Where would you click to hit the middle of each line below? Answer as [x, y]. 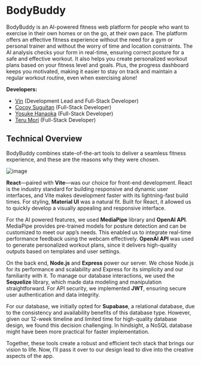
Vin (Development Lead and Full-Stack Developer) [77, 101]
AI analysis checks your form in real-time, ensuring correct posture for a [95, 52]
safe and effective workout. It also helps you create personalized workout [97, 59]
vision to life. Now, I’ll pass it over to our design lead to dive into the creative [100, 349]
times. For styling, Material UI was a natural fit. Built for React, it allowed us [99, 201]
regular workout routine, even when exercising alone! [72, 78]
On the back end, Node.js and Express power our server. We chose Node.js [100, 263]
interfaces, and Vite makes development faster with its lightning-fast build [97, 195]
